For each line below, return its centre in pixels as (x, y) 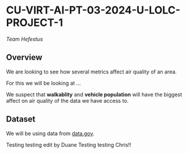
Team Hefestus (24, 39)
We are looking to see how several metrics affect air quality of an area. (92, 72)
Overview (24, 57)
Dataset (21, 119)
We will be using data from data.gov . (50, 133)
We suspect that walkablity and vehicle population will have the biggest (94, 94)
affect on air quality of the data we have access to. (68, 101)
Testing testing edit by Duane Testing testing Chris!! (69, 145)
